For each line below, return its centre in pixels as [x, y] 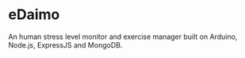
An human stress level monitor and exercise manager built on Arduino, [123, 37]
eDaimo [34, 15]
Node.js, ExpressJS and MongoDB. [65, 44]
